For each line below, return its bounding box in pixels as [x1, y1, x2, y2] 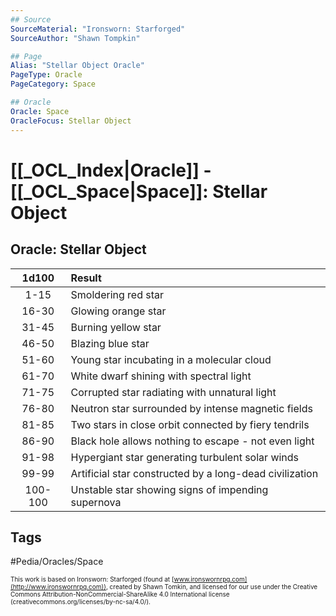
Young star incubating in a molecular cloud [70, 352, 272, 366]
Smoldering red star [70, 287, 165, 301]
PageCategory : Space [10, 79, 97, 90]
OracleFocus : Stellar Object [10, 116, 132, 126]
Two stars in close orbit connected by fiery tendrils [70, 417, 310, 431]
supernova [70, 495, 122, 509]
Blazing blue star [70, 336, 150, 350]
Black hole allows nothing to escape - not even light [70, 434, 315, 448]
